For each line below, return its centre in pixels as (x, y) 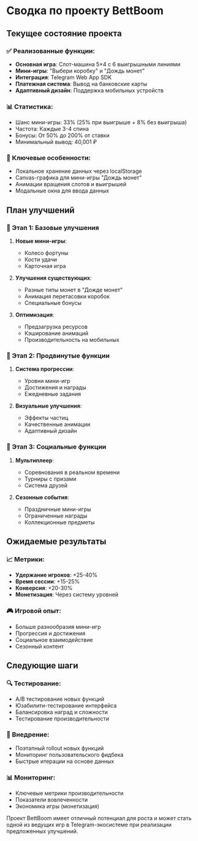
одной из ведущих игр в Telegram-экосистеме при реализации (89, 825)
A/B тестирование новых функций (60, 699)
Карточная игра (45, 266)
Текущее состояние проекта (64, 34)
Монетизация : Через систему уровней (67, 594)
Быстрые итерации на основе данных (65, 761)
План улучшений (40, 210)
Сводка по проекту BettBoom (85, 11)
